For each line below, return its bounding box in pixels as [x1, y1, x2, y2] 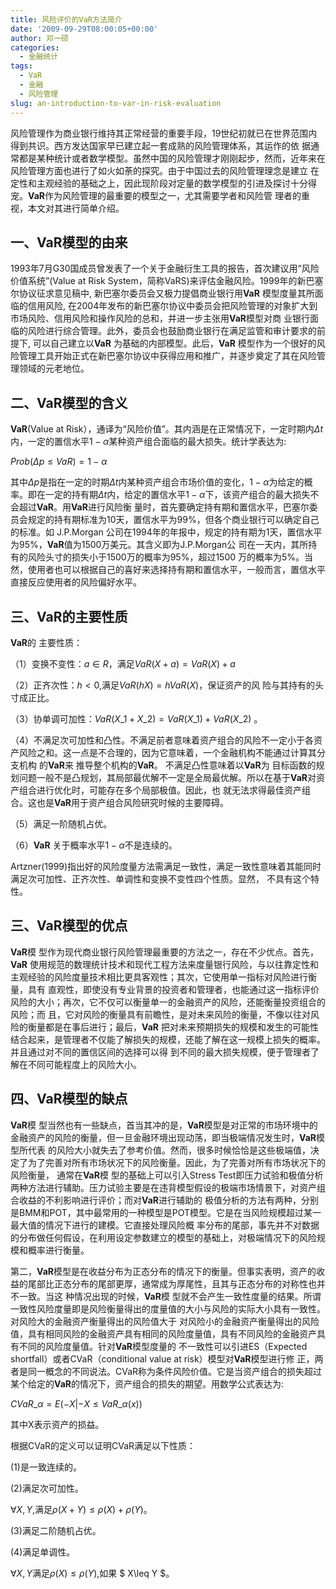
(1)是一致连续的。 [10, 1461, 82, 1473]
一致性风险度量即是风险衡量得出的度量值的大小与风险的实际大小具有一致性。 [10, 1302, 326, 1315]
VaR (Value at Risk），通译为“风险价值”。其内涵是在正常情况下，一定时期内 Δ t [10, 423, 323, 435]
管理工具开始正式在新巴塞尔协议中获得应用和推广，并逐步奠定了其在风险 [18, 350, 317, 362]
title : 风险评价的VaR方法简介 [10, 14, 123, 25]
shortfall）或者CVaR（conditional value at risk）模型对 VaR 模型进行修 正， [10, 1352, 315, 1365]
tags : [10, 61, 33, 71]
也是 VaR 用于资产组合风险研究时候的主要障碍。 [36, 796, 229, 808]
